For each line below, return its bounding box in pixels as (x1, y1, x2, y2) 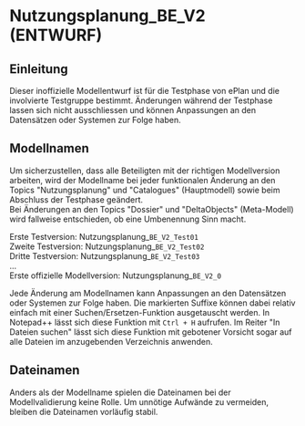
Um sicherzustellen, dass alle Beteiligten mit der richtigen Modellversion (9, 165, 280, 176)
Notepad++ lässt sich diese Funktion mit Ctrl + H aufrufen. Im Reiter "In (9, 317, 280, 327)
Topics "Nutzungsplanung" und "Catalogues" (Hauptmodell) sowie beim (9, 184, 280, 195)
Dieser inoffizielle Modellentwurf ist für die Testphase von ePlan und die (9, 86, 280, 96)
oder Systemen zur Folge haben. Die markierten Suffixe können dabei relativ (9, 297, 296, 308)
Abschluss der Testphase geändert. (9, 193, 144, 205)
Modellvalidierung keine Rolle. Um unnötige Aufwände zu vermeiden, (9, 396, 269, 407)
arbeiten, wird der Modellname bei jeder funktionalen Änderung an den (9, 174, 276, 185)
